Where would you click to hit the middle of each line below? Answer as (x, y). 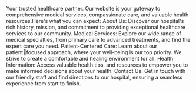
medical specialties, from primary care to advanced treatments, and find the (98, 40)
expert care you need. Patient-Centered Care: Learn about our (82, 46)
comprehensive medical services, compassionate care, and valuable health (97, 15)
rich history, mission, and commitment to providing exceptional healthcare (96, 27)
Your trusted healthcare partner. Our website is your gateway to (83, 9)
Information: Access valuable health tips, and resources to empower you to (97, 65)
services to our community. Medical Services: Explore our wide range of (94, 34)
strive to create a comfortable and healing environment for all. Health (90, 59)
